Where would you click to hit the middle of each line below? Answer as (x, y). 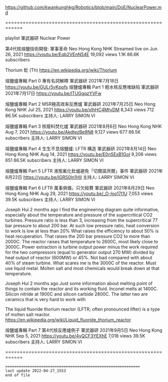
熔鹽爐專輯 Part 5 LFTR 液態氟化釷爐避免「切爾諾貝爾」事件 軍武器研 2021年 (84, 171)
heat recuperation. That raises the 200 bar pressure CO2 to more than (78, 236)
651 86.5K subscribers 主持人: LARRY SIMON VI (54, 160)
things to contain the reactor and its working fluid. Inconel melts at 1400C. (81, 289)
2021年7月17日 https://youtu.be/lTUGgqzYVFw (53, 93)
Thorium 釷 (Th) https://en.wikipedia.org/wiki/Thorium (61, 70)
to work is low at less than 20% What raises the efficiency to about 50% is (82, 231)
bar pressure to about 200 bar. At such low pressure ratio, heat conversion (82, 225)
